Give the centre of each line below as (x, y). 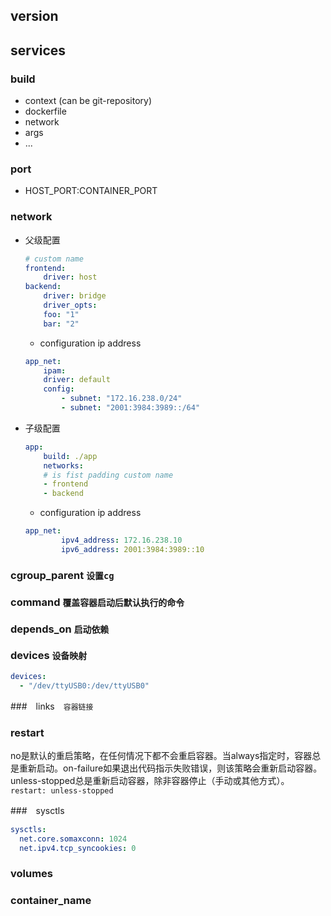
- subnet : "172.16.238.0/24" (122, 399)
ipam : (55, 370)
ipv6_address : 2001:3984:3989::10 (133, 549)
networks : (63, 465)
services (38, 50)
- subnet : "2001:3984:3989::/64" (131, 408)
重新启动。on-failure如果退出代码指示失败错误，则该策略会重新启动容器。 (170, 768)
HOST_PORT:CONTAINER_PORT (91, 191)
